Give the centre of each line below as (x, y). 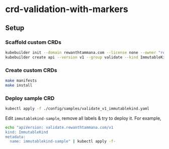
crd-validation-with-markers (67, 9)
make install (19, 85)
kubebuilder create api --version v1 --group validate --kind (72, 57)
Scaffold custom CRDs (33, 42)
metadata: (16, 137)
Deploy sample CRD (30, 98)
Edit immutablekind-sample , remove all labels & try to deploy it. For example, (83, 118)
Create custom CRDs (31, 70)
